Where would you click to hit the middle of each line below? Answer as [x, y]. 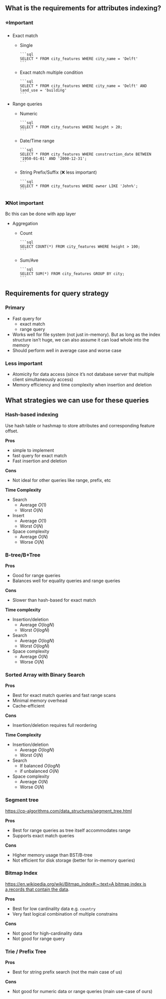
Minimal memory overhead [40, 700]
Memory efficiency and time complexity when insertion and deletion [82, 384]
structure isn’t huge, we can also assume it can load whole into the [81, 339]
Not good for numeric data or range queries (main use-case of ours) [82, 992]
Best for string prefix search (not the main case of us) [67, 972]
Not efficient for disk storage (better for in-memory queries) [74, 860]
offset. [12, 431]
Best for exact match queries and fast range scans [64, 695]
